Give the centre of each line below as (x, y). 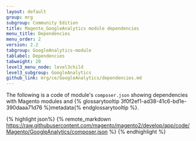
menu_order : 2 (24, 39)
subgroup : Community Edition (42, 23)
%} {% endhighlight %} (137, 132)
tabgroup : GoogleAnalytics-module (49, 51)
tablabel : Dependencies (36, 56)
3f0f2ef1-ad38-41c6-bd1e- (154, 101)
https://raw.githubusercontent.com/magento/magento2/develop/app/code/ (98, 126)
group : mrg (20, 17)
